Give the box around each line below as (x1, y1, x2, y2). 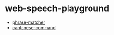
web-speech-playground (5, 3, 110, 14)
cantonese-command (12, 24, 56, 30)
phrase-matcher (12, 19, 46, 25)
